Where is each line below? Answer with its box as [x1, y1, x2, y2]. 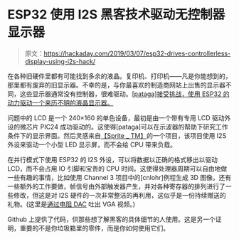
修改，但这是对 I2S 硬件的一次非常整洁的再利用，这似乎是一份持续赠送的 [13, 191, 226, 199]
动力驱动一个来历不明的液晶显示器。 [7, 98, 114, 107]
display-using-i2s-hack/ [24, 57, 96, 65]
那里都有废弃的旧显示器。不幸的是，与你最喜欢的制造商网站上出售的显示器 [7, 80, 225, 89]
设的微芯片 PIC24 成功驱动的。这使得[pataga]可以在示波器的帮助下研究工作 [7, 122, 228, 131]
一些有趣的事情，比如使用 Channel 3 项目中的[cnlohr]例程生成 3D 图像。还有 [7, 173, 232, 181]
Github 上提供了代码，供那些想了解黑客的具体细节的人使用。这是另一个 [7, 215, 216, 223]
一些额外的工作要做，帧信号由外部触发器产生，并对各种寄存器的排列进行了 [7, 182, 225, 191]
